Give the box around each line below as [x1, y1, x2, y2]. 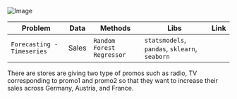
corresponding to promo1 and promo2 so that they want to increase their [7, 77, 219, 84]
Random [93, 37, 116, 45]
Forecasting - [11, 41, 59, 48]
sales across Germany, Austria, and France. [7, 84, 134, 92]
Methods [99, 23, 131, 33]
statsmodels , [144, 35, 187, 45]
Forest [93, 44, 116, 52]
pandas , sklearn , [144, 44, 197, 53]
